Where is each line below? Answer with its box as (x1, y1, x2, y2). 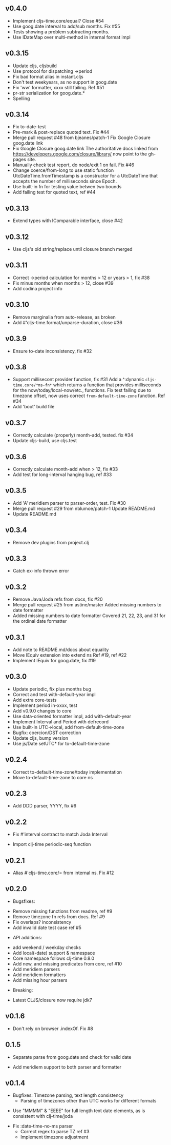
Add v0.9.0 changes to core (12, 707, 72, 714)
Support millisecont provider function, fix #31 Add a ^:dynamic (12, 377, 144, 383)
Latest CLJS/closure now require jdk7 (12, 997, 92, 1003)
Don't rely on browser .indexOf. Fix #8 (12, 1025, 93, 1032)
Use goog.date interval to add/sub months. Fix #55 (12, 23, 120, 29)
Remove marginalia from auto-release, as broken (12, 314, 116, 320)
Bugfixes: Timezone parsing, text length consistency (12, 1092, 124, 1098)
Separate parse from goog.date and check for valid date (12, 1054, 132, 1060)
